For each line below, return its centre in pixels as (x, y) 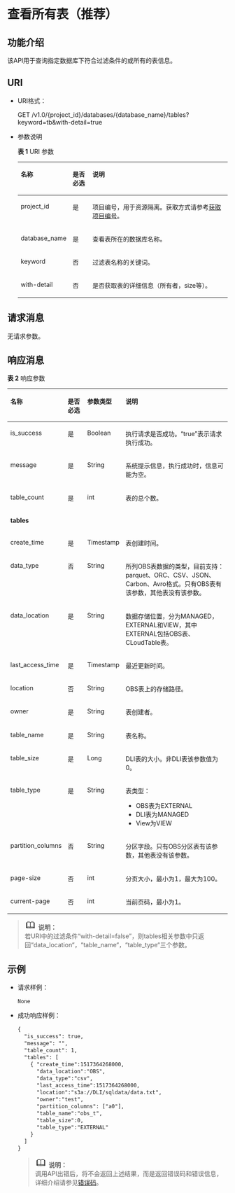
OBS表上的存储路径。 (156, 689)
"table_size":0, (60, 1121)
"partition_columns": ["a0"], (80, 1107)
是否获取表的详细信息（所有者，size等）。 (152, 286)
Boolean (99, 433)
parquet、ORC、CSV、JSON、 (170, 575)
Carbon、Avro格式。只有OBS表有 (174, 584)
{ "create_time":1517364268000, (77, 1065)
